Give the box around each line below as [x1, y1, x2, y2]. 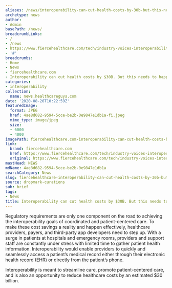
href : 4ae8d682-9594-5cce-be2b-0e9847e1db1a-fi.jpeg [10, 113, 125, 118]
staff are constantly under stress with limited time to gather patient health [5, 240, 160, 246]
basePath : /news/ [5, 27, 42, 32]
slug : [5, 175, 17, 180]
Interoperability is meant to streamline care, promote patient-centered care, [5, 266, 165, 273]
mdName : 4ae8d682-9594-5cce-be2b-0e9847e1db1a [5, 165, 106, 170]
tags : [5, 189, 17, 194]
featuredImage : [5, 103, 38, 109]
